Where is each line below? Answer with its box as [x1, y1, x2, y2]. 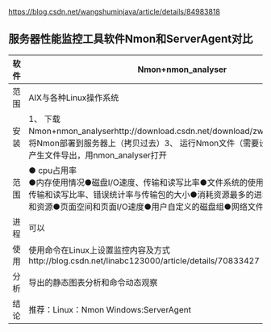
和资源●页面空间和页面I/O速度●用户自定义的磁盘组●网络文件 [28, 201, 265, 212]
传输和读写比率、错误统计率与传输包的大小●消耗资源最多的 [28, 189, 254, 200]
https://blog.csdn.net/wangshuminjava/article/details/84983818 [8, 7, 220, 16]
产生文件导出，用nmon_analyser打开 [28, 149, 167, 161]
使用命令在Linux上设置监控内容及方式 [28, 244, 171, 255]
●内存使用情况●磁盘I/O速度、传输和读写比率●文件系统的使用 [28, 177, 265, 188]
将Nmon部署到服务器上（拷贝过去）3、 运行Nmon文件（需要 [28, 137, 260, 149]
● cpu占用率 [28, 165, 77, 176]
